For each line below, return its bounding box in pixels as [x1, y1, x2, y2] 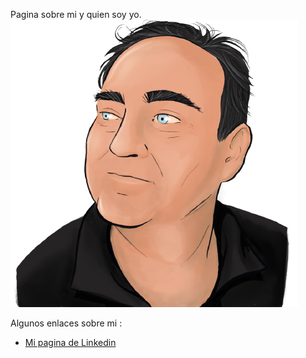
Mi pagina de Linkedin [24, 337, 117, 348]
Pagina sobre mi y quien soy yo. [10, 9, 142, 20]
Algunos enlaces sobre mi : [10, 317, 123, 329]
